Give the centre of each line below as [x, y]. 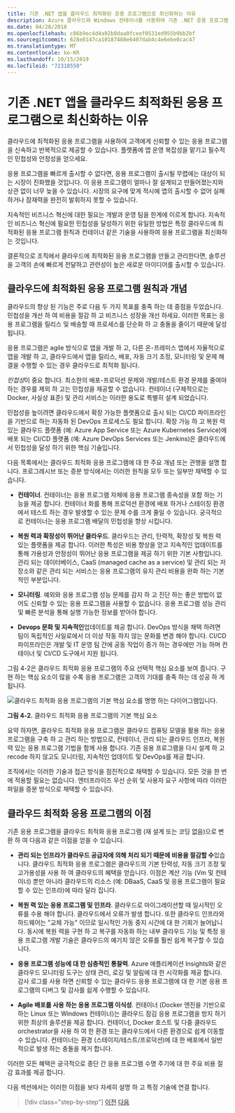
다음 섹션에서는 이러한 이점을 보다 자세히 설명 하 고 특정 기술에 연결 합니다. [109, 1087]
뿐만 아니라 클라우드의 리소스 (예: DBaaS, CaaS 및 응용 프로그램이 [123, 882]
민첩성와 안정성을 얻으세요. [51, 158]
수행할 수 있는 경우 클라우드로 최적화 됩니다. [80, 366]
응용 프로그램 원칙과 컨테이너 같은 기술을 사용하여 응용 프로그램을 [114, 232]
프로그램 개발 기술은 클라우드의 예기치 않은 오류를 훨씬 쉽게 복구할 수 [118, 940]
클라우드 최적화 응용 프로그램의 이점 [79, 813]
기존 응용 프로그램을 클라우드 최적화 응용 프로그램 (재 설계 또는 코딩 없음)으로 [112, 831]
